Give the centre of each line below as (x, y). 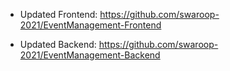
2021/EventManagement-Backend (90, 55)
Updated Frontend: (58, 14)
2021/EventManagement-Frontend (90, 25)
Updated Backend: (58, 44)
